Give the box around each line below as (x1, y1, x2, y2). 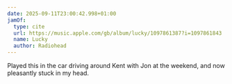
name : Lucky (13, 36, 49, 43)
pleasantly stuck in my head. (7, 69, 89, 77)
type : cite (13, 23, 45, 30)
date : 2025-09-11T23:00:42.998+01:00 (7, 10, 117, 17)
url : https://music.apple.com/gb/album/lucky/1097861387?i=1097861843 (13, 29, 222, 37)
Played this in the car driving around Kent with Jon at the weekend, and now (7, 62, 226, 69)
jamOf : (7, 17, 26, 24)
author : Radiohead (13, 42, 67, 49)
